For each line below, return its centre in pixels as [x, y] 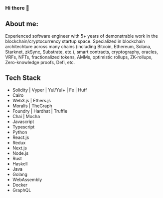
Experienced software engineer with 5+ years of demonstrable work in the [81, 36]
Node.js [20, 153]
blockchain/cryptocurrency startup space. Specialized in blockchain [75, 41]
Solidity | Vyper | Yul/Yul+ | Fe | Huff [50, 90]
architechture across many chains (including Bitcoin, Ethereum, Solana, [78, 46]
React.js [21, 137]
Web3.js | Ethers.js [32, 100]
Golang [20, 174]
